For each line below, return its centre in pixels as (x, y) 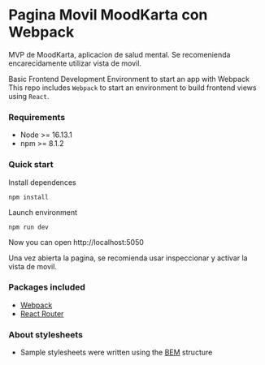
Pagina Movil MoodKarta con (108, 15)
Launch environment (43, 212)
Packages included (47, 287)
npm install (28, 197)
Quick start (31, 165)
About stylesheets (46, 334)
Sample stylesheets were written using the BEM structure (116, 352)
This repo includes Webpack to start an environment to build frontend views (132, 88)
